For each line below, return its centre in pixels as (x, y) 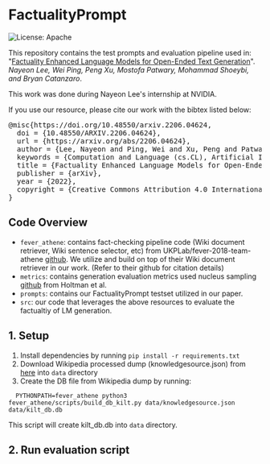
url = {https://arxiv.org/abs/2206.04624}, (104, 141)
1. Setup (29, 336)
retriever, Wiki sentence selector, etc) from (91, 251)
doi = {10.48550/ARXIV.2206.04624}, (89, 133)
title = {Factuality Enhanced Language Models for (119, 165)
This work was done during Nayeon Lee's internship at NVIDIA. (112, 93)
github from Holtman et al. (63, 284)
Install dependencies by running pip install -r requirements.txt (130, 355)
